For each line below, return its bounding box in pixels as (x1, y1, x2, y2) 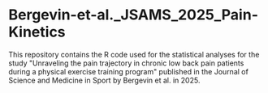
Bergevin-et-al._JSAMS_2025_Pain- (8, 6, 258, 24)
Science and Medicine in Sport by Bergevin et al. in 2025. (8, 75, 201, 85)
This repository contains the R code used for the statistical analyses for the (8, 49, 260, 59)
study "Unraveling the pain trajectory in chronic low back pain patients (8, 58, 244, 68)
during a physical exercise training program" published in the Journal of (8, 66, 249, 76)
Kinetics (8, 23, 67, 41)
